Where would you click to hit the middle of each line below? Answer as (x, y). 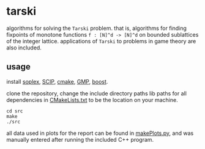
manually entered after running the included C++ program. (80, 139)
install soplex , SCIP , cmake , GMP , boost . (57, 81)
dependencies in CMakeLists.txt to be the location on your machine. (92, 100)
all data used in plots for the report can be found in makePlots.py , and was (100, 133)
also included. (24, 48)
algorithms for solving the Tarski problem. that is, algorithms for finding (96, 28)
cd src (15, 111)
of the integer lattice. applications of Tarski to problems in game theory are (101, 41)
